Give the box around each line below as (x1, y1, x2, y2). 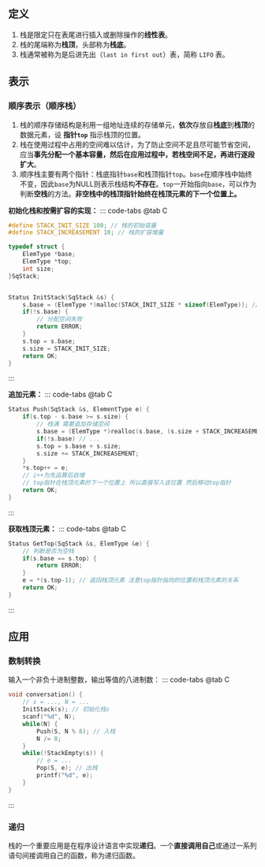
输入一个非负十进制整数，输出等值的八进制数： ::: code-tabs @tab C (8, 675, 230, 684)
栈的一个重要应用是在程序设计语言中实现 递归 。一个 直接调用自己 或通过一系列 (8, 840, 257, 850)
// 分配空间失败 (36, 315, 83, 323)
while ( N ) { (22, 720, 58, 727)
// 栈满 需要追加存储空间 (36, 420, 110, 428)
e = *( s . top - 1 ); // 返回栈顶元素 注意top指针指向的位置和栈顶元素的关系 (22, 576, 239, 585)
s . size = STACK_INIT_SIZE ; (22, 344, 111, 352)
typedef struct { (8, 243, 65, 251)
